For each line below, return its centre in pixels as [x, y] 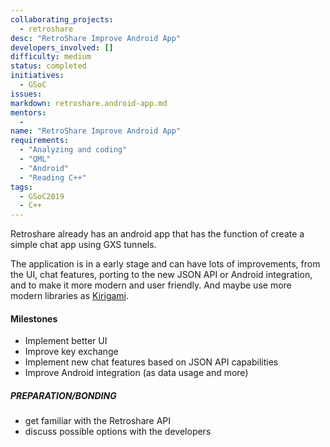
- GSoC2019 [42, 196]
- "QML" [35, 159]
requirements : [40, 141]
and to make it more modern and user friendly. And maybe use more [151, 285]
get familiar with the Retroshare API [97, 421]
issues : [26, 94]
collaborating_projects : [62, 19]
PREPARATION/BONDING [63, 395]
